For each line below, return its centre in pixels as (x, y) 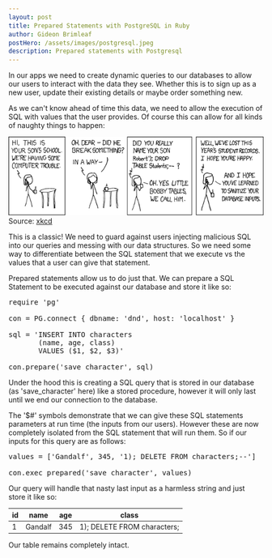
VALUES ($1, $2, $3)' (81, 351)
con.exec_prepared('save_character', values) (100, 473)
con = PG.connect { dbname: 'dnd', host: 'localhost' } (121, 319)
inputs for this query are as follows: (67, 441)
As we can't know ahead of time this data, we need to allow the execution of (136, 109)
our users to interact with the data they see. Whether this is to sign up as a (132, 84)
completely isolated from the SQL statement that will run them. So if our (127, 432)
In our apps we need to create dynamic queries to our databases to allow (130, 75)
